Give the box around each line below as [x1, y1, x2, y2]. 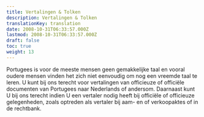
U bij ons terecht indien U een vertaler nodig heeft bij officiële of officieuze [6, 91, 195, 99]
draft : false [6, 37, 40, 43]
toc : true [6, 43, 32, 50]
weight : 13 [6, 49, 34, 55]
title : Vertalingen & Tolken [6, 9, 81, 15]
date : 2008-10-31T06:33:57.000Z [6, 26, 89, 32]
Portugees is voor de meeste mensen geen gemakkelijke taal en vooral [6, 66, 185, 73]
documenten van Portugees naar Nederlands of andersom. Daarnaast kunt [6, 85, 195, 92]
